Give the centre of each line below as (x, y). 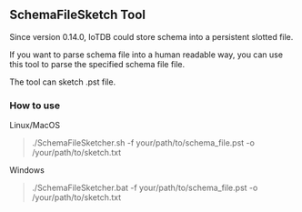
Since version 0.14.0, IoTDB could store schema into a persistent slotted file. (151, 36)
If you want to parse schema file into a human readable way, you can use (146, 55)
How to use (35, 106)
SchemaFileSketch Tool (77, 15)
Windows (27, 170)
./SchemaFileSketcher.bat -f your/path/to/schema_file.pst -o (145, 188)
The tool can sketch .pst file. (63, 82)
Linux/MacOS (35, 126)
